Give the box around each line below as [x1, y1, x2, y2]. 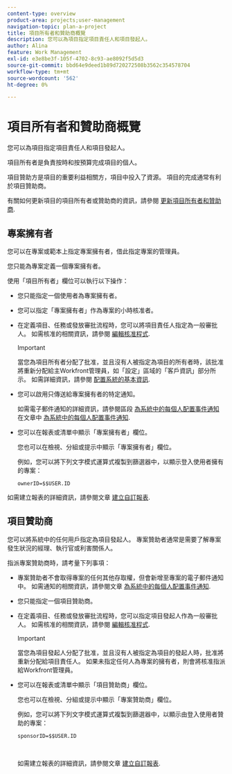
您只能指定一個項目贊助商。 [17, 596, 97, 605]
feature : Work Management [7, 49, 82, 56]
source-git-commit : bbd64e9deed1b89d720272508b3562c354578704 [7, 62, 190, 69]
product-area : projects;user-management [7, 17, 126, 24]
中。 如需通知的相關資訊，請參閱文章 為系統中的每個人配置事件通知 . [17, 582, 211, 590]
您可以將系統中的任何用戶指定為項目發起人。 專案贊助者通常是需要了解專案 [7, 535, 222, 544]
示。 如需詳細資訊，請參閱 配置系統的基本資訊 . [17, 376, 150, 383]
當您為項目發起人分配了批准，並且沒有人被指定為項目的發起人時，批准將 [17, 648, 224, 657]
